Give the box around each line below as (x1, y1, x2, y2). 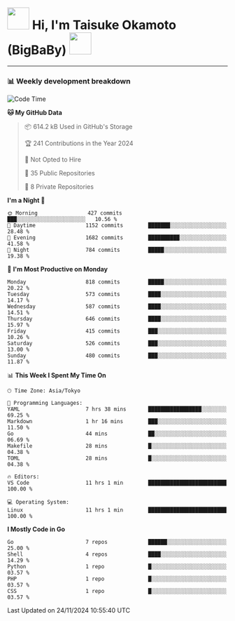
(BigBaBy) (7, 42, 67, 58)
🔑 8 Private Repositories (24, 182, 94, 191)
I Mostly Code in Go (7, 525, 65, 533)
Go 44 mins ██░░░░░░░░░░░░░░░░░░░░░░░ (7, 430, 227, 438)
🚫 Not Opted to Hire (24, 155, 82, 164)
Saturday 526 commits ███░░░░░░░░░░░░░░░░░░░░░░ (7, 340, 227, 347)
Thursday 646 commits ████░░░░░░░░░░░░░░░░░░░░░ (7, 316, 227, 323)
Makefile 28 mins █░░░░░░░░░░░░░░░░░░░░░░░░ (7, 443, 227, 450)
